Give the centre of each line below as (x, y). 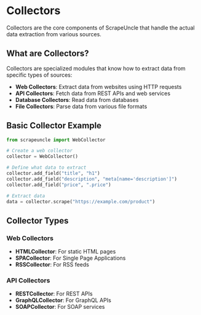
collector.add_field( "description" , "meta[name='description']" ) (92, 179)
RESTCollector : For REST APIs (54, 294)
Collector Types (37, 221)
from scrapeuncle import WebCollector (56, 140)
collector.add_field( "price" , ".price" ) (59, 185)
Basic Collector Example (54, 126)
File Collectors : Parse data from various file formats (81, 106)
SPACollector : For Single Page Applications (70, 258)
